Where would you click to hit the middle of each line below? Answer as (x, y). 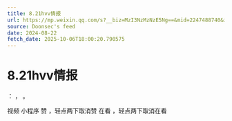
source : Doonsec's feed (41, 26)
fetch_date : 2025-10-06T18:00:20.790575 (66, 39)
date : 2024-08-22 (32, 33)
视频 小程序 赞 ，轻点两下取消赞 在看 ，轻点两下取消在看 (87, 111)
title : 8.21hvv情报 (34, 13)
